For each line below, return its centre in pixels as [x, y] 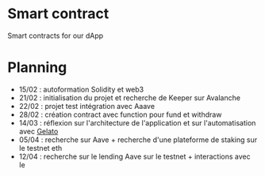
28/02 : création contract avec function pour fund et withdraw [120, 114]
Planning [37, 67]
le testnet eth [40, 148]
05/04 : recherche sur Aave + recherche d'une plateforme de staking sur [138, 140]
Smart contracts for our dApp [56, 36]
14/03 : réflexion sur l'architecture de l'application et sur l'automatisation [137, 122]
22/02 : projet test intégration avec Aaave [87, 106]
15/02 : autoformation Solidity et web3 [81, 89]
